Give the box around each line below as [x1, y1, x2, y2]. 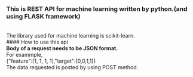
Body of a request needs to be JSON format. [6, 45, 118, 52]
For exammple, [6, 51, 43, 58]
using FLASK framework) [6, 12, 81, 20]
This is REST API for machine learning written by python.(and [6, 5, 188, 13]
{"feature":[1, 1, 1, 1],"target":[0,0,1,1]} [6, 57, 96, 64]
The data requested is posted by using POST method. [6, 64, 139, 71]
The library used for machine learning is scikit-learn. [6, 32, 136, 39]
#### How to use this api [6, 38, 69, 46]
